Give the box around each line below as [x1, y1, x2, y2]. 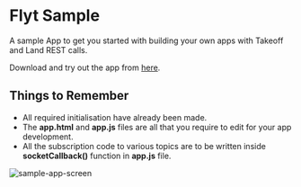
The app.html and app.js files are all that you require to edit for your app [22, 121, 292, 132]
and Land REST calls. [9, 44, 88, 55]
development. [22, 131, 74, 142]
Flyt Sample [9, 5, 101, 26]
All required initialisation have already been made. [22, 111, 208, 122]
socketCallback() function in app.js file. [22, 150, 172, 161]
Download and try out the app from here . [9, 62, 161, 73]
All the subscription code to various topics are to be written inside [22, 140, 267, 151]
